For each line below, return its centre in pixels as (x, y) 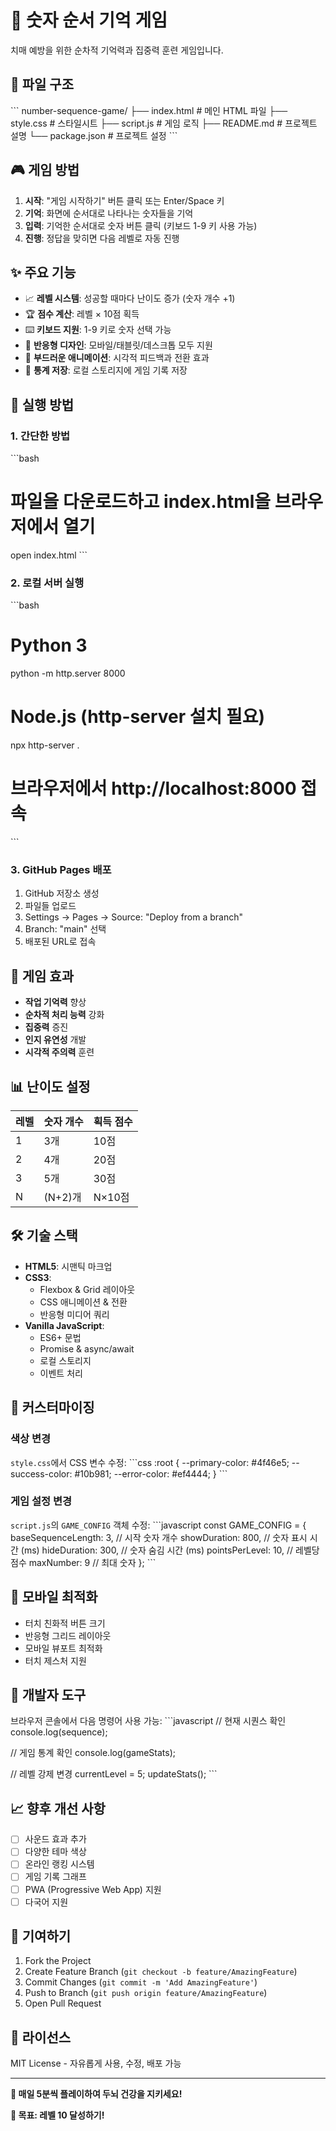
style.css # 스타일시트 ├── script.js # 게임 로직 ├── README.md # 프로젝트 (164, 123)
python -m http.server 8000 (68, 673)
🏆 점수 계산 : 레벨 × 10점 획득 (82, 314)
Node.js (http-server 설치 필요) (137, 717)
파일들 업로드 (50, 906)
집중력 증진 (46, 1027)
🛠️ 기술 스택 (44, 1236)
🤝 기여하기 (41, 1936)
